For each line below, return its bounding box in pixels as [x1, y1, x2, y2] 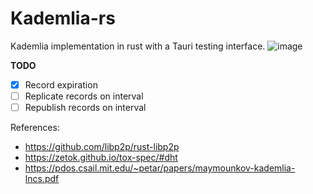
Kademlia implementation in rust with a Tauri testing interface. [10, 40, 266, 52]
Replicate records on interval [24, 90, 144, 102]
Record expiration [24, 78, 98, 91]
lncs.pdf [24, 173, 60, 185]
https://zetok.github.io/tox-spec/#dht [24, 152, 178, 164]
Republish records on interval [24, 102, 147, 114]
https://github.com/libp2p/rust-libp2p [24, 141, 180, 153]
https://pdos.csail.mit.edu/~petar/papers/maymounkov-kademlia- [24, 162, 296, 174]
